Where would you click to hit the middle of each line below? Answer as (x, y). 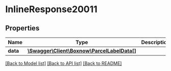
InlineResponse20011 (51, 9)
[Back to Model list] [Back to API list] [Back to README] (64, 63)
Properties (22, 28)
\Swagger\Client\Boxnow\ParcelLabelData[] (82, 51)
